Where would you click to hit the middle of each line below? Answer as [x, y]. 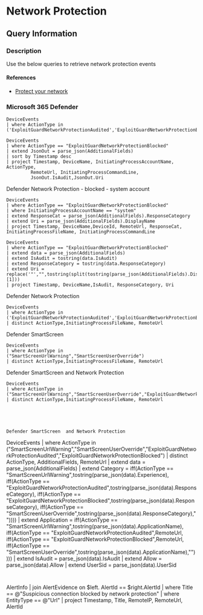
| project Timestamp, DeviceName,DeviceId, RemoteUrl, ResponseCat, [94, 227]
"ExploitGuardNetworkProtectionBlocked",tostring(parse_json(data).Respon [101, 500]
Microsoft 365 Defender [42, 107]
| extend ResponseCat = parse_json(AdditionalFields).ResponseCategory [98, 216]
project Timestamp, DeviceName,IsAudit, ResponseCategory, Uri [93, 285]
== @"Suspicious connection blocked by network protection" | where [93, 594]
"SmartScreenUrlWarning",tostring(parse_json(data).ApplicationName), [95, 527]
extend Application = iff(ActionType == [69, 520]
